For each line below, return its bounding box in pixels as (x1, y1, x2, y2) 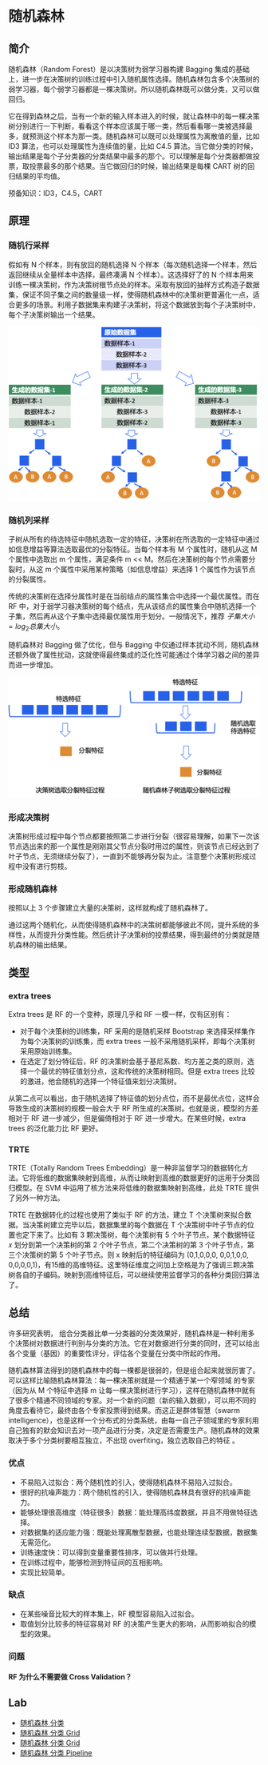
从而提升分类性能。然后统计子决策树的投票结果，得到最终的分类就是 (29, 930, 253, 940)
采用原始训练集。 (19, 1047, 77, 1056)
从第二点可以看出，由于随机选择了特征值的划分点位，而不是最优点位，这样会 (8, 1094, 260, 1103)
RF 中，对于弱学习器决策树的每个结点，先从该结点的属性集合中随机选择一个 (8, 601, 257, 610)
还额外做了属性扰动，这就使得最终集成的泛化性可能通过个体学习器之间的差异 (8, 650, 260, 659)
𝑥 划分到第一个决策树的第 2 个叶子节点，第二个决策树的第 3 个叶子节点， (8, 1240, 247, 1250)
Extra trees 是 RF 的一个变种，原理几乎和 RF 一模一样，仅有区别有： (8, 1010, 232, 1019)
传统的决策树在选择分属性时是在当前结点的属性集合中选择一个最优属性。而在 (8, 591, 260, 601)
